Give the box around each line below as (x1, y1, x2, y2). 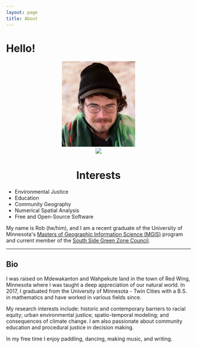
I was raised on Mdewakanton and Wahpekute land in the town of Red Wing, (6, 275, 191, 282)
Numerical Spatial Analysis (14, 207, 80, 214)
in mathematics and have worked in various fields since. (6, 293, 142, 300)
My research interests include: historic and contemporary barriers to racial (6, 305, 186, 312)
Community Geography (14, 200, 72, 208)
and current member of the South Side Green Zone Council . (6, 236, 151, 244)
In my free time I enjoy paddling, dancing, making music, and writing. (6, 335, 173, 342)
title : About (6, 15, 38, 22)
